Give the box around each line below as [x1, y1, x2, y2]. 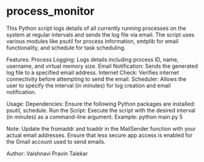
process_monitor [6, 4, 95, 18]
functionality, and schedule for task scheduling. [6, 44, 126, 51]
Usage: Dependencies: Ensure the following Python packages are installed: [6, 100, 195, 108]
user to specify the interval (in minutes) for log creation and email [6, 81, 171, 89]
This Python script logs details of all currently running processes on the [6, 24, 186, 32]
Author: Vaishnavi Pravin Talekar [6, 150, 89, 157]
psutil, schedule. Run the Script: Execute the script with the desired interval [6, 106, 195, 114]
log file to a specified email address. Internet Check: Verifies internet [6, 68, 179, 76]
